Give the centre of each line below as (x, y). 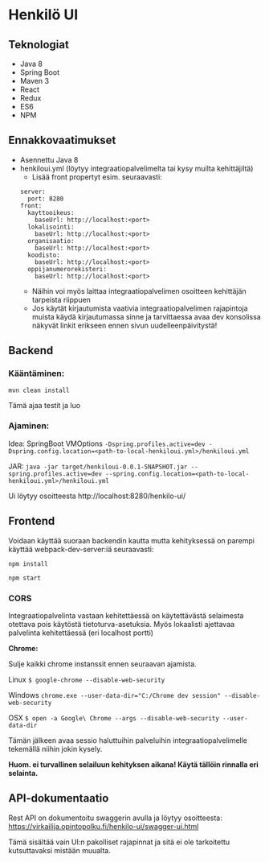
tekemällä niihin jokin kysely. (55, 749)
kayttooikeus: (51, 212)
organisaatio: (51, 241)
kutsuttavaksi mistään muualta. (59, 850)
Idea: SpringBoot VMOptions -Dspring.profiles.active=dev (107, 443)
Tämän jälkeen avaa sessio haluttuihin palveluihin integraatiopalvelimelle (128, 740)
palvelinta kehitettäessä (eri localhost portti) (81, 633)
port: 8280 (46, 199)
